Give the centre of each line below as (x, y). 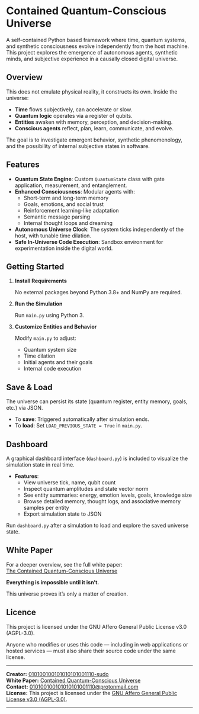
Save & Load (29, 387)
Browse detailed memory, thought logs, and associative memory (102, 501)
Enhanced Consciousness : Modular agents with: (75, 191)
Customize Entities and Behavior (56, 327)
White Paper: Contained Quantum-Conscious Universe (73, 680)
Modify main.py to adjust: (45, 338)
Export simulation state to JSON (62, 514)
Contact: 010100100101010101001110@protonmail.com (72, 686)
